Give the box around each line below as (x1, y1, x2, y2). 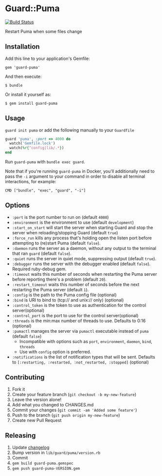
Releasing (5, 432, 36, 440)
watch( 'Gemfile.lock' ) (9, 141, 55, 146)
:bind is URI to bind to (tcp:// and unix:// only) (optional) (12, 297, 124, 303)
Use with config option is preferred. (19, 349, 91, 355)
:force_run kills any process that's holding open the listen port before (12, 235, 152, 241)
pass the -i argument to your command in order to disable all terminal (5, 173, 145, 179)
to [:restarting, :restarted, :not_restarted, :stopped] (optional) (12, 359, 149, 365)
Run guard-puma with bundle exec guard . (5, 159, 85, 165)
